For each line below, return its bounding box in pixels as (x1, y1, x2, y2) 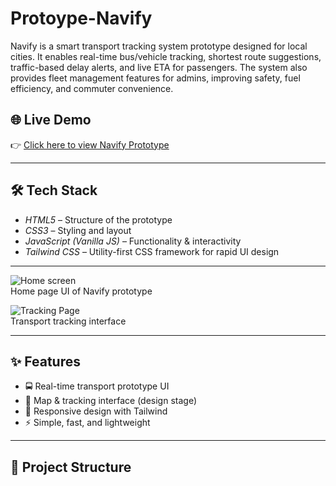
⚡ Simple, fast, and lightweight (24, 417, 151, 429)
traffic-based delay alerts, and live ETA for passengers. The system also (10, 61, 308, 73)
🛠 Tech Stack (10, 182, 98, 199)
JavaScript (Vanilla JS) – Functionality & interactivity (24, 235, 242, 247)
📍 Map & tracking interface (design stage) (24, 395, 198, 407)
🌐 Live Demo (10, 112, 92, 129)
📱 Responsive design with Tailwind (24, 405, 168, 417)
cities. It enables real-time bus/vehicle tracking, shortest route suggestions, (10, 50, 322, 62)
